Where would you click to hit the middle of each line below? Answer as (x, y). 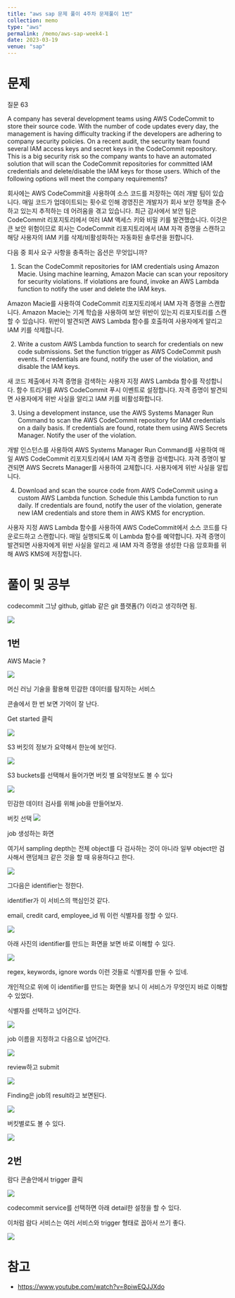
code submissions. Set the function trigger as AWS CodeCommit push (119, 351)
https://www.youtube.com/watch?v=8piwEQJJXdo (91, 1287)
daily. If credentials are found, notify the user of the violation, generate (120, 505)
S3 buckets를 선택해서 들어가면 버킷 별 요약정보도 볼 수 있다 (90, 775)
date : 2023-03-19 (33, 40)
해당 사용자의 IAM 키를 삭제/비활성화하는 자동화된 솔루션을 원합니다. (101, 237)
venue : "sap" (26, 47)
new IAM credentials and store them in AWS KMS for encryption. (111, 513)
